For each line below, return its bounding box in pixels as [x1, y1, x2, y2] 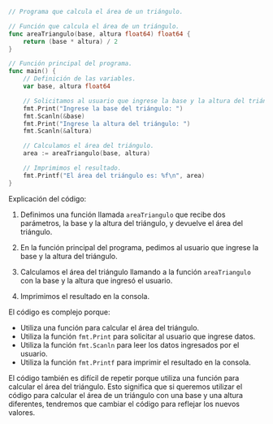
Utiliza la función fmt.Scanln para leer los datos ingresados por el [19, 340, 240, 349]
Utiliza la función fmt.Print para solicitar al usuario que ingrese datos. [19, 331, 256, 341]
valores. [8, 407, 36, 418]
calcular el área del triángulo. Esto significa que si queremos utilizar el [8, 382, 243, 392]
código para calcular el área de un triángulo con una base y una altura [8, 390, 244, 400]
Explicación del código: [8, 193, 87, 203]
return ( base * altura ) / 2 [23, 37, 118, 45]
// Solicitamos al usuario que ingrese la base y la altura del [23, 97, 245, 105]
